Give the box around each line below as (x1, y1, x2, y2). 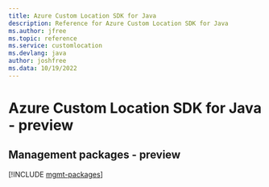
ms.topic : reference (8, 34, 78, 43)
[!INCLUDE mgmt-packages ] (8, 169, 103, 179)
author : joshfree (8, 57, 67, 65)
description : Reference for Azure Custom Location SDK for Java (8, 19, 229, 27)
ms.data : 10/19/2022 (8, 64, 78, 73)
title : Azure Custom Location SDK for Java (8, 11, 157, 20)
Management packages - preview (8, 148, 181, 162)
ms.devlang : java (8, 49, 67, 57)
